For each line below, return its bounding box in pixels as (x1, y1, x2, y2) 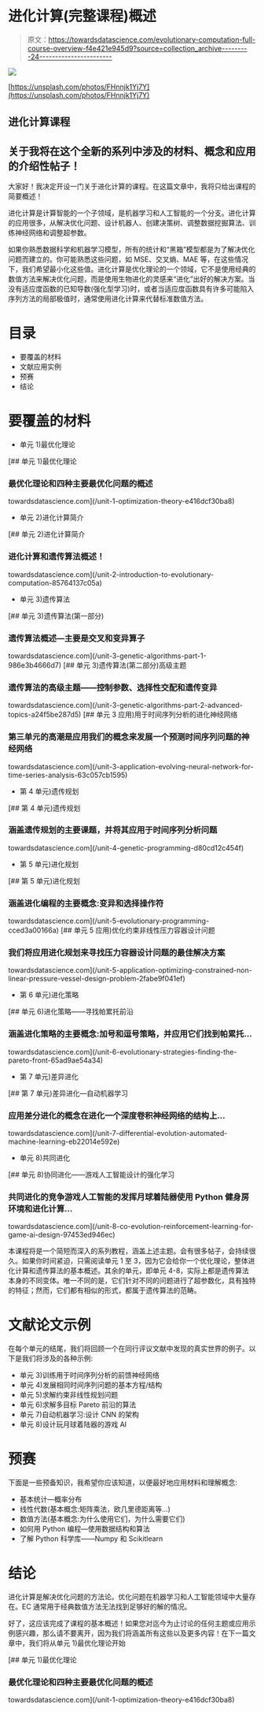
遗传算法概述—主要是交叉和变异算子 (8, 632, 145, 643)
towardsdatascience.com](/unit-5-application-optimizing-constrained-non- (8, 966, 253, 975)
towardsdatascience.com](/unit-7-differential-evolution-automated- (8, 1128, 228, 1137)
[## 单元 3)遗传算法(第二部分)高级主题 (63, 660, 187, 670)
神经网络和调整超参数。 (14, 228, 91, 237)
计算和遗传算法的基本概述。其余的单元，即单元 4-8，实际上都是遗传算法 (14, 1266, 250, 1275)
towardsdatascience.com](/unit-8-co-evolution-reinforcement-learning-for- (8, 1222, 254, 1231)
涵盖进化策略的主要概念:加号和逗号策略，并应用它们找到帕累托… (8, 1029, 253, 1040)
